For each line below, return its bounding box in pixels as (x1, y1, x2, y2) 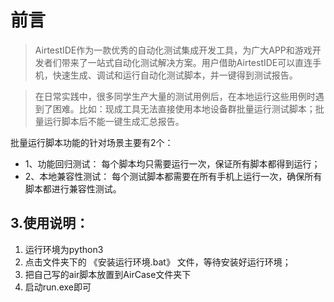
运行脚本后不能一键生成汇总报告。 (43, 115, 185, 127)
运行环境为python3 (24, 243, 104, 255)
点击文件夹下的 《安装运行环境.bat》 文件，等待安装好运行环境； (24, 256, 292, 268)
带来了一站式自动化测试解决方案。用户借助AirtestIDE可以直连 (61, 56, 313, 68)
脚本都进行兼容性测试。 (24, 182, 122, 195)
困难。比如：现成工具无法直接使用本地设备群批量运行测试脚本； (52, 102, 316, 115)
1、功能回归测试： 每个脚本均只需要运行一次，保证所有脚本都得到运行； (24, 157, 321, 170)
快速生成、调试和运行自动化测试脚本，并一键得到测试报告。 (52, 69, 298, 81)
